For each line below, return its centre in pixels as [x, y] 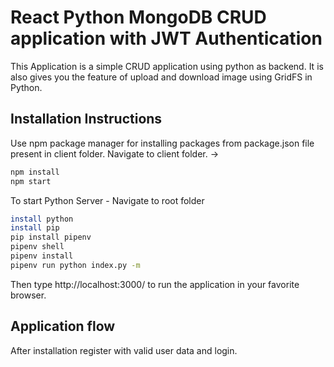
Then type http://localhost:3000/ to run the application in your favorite [155, 284]
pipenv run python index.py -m [75, 265]
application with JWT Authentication [166, 38]
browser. [28, 295]
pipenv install [42, 256]
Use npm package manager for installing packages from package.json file [162, 143]
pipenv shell [37, 247]
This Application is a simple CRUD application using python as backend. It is [167, 66]
